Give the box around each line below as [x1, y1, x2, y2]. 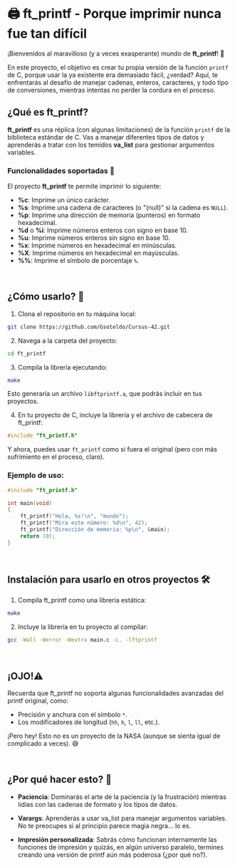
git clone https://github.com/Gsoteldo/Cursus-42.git [7, 323, 171, 330]
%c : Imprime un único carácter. [17, 196, 110, 204]
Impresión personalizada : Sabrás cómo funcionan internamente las [17, 835, 217, 844]
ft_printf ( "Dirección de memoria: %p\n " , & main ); [20, 526, 171, 533]
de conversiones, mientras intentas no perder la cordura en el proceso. [7, 85, 216, 94]
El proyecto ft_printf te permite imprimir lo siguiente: [7, 182, 162, 191]
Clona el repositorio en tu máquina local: [17, 309, 137, 318]
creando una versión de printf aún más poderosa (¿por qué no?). [17, 850, 208, 859]
